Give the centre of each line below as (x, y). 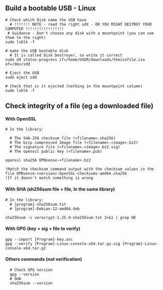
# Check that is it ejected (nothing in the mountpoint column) (74, 86)
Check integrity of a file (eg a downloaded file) (79, 106)
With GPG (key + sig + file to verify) (43, 228)
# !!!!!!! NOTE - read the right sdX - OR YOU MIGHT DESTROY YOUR (81, 24)
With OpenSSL (21, 119)
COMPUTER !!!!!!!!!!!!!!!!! (35, 29)
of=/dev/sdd (18, 64)
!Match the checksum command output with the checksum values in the (80, 169)
